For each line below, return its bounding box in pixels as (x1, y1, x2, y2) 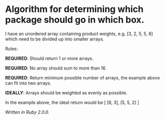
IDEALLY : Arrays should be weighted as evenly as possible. (5, 89, 128, 95)
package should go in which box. (5, 14, 145, 25)
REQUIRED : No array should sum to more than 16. (5, 65, 107, 71)
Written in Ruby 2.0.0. (5, 109, 50, 115)
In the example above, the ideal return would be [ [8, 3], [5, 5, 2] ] (5, 99, 140, 105)
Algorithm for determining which (5, 3, 144, 15)
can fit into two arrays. (5, 80, 51, 86)
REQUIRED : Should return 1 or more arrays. (5, 55, 94, 61)
